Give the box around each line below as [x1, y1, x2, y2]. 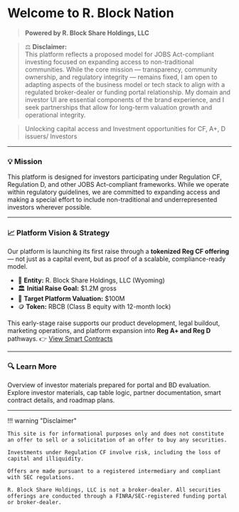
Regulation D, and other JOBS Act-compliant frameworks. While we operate [7, 180, 229, 189]
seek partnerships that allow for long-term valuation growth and [24, 103, 213, 111]
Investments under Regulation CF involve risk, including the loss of [7, 449, 221, 456]
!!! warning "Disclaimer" [7, 416, 77, 425]
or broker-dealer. [7, 498, 62, 506]
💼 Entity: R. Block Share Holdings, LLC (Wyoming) [17, 276, 165, 285]
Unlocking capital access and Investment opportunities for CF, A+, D [24, 124, 226, 133]
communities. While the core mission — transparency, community [24, 65, 218, 73]
